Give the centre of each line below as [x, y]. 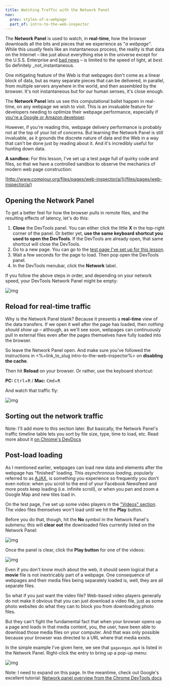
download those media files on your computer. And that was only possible [82, 632]
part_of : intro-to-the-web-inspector [50, 24]
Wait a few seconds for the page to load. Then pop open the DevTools [86, 255]
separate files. [20, 586]
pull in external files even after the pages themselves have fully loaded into [83, 335]
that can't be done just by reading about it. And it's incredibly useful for [80, 143]
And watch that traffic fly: [32, 390]
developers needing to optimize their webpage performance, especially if [82, 112]
